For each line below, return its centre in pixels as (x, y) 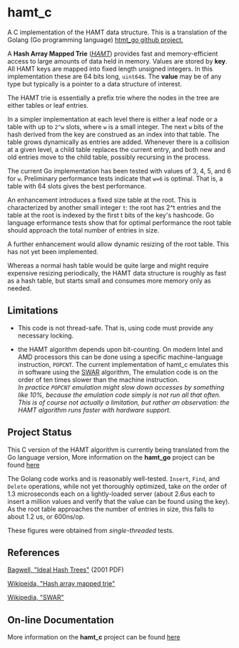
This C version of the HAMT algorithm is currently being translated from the (118, 450)
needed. (20, 288)
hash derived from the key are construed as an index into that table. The (113, 134)
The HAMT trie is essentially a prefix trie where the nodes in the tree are (113, 98)
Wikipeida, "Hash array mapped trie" (61, 584)
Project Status (40, 432)
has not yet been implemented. (53, 251)
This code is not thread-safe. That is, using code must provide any (116, 328)
